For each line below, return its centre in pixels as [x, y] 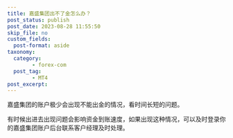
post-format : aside [42, 46]
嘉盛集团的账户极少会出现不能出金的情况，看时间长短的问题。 [95, 105]
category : [27, 59]
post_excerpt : [28, 84]
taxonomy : [21, 52]
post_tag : [27, 71]
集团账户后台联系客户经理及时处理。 [77, 128]
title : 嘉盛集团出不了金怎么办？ [49, 13]
